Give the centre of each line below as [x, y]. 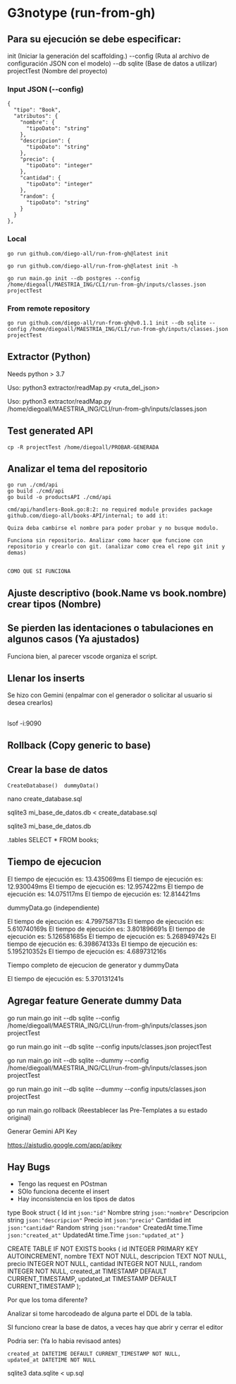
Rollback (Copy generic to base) [79, 746]
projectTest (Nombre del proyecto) [57, 71]
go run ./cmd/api [33, 485]
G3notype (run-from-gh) [82, 13]
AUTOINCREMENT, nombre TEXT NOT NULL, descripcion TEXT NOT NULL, [117, 1256]
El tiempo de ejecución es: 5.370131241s [66, 978]
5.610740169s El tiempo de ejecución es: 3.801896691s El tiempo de [106, 929]
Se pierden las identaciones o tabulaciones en [110, 628]
